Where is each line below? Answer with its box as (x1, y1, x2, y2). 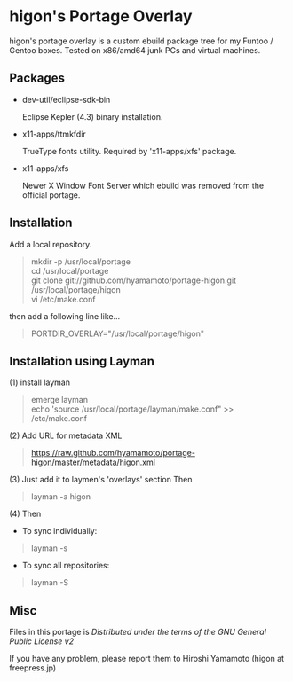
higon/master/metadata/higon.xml (30, 457, 155, 467)
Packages (9, 71, 65, 86)
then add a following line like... (9, 310, 121, 321)
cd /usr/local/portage (30, 265, 109, 276)
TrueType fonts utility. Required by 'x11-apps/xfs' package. (21, 145, 237, 156)
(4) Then (9, 508, 42, 520)
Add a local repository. (9, 239, 92, 249)
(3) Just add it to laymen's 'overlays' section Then (9, 474, 193, 485)
